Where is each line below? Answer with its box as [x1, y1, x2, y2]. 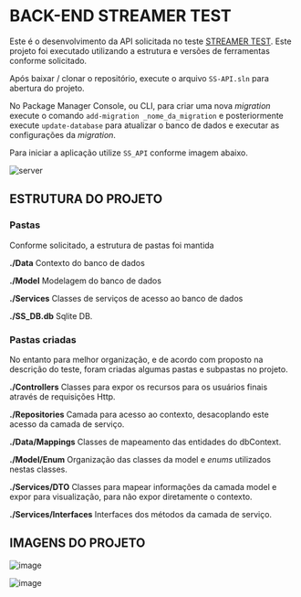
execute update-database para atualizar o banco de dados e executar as [9, 120, 280, 131]
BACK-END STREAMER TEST [9, 5, 232, 27]
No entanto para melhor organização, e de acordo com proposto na [9, 354, 264, 365]
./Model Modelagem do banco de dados [9, 275, 162, 286]
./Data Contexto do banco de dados [9, 257, 146, 268]
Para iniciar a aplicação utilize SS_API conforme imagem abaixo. [9, 147, 249, 158]
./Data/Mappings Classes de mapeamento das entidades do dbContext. [9, 436, 282, 447]
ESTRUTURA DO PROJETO [9, 191, 162, 207]
